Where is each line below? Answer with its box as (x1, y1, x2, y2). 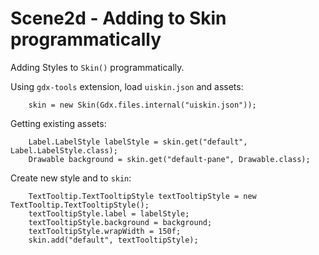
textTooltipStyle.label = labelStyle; (28, 208, 190, 219)
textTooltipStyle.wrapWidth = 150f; (28, 226, 182, 236)
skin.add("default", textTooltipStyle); (28, 235, 199, 245)
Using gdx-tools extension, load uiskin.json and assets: (10, 80, 244, 92)
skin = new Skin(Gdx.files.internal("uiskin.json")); (28, 100, 257, 110)
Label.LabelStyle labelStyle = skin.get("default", (28, 137, 248, 147)
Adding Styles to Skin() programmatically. (10, 61, 185, 73)
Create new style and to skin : (10, 172, 132, 184)
